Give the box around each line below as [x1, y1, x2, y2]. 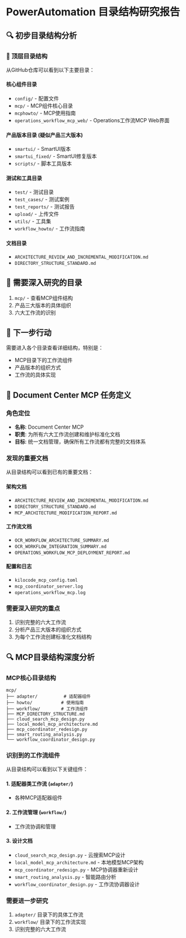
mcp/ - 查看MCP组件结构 [14, 294, 73, 301]
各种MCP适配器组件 [14, 794, 63, 801]
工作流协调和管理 [14, 823, 56, 830]
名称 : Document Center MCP [14, 423, 84, 430]
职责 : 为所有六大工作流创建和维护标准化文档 [14, 431, 120, 437]
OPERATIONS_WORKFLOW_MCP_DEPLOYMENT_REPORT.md [14, 550, 130, 556]
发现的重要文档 [6, 454, 49, 462]
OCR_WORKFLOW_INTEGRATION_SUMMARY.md [14, 543, 107, 550]
